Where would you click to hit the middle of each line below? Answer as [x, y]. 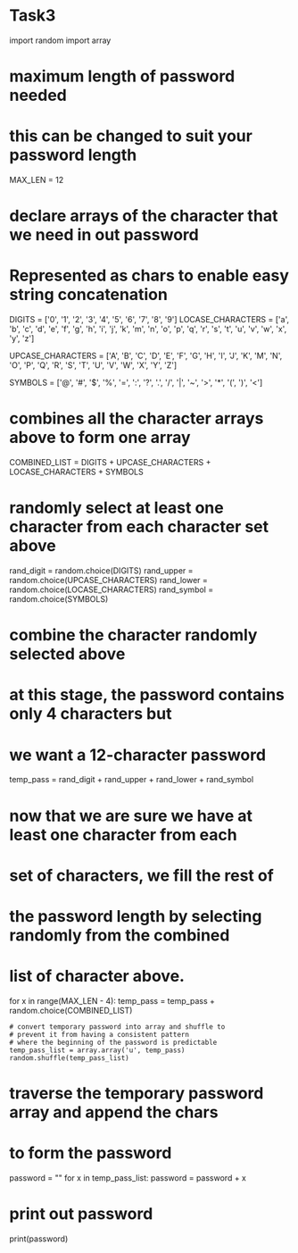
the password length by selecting [136, 916]
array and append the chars [114, 1112]
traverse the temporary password [137, 1094]
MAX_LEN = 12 [37, 180]
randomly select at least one [117, 508]
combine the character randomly [133, 635]
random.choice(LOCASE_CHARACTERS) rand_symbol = [112, 589]
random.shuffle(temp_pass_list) [69, 1058]
